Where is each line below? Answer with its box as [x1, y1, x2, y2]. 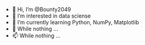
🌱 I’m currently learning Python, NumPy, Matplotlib [12, 19, 139, 26]
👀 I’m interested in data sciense [12, 12, 91, 19]
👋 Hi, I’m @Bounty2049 [12, 6, 71, 13]
